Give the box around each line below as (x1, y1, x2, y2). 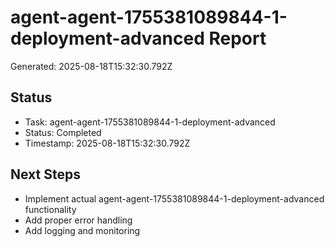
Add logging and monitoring (24, 224, 141, 236)
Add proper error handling (24, 214, 133, 226)
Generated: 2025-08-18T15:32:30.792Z (10, 60, 173, 72)
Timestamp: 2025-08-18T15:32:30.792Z (24, 137, 191, 149)
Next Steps (10, 166, 81, 183)
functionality (24, 203, 77, 215)
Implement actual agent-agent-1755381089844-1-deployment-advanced (24, 192, 325, 205)
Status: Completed (24, 126, 102, 138)
